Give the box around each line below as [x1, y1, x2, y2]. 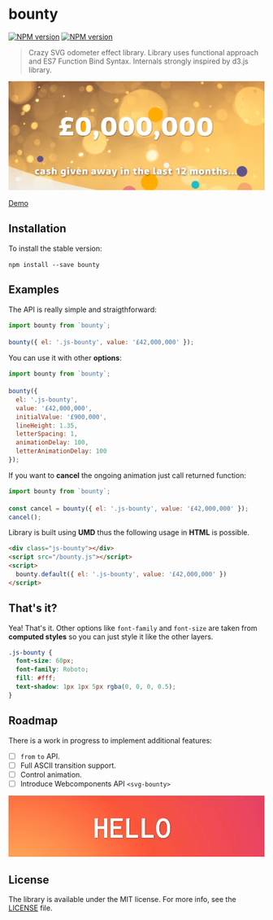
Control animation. [19, 769, 83, 779]
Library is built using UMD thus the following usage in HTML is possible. [8, 528, 250, 537]
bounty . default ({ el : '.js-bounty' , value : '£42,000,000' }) [15, 571, 227, 579]
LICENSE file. [8, 903, 53, 913]
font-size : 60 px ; [15, 657, 75, 665]
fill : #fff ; [15, 674, 57, 682]
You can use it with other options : [8, 353, 122, 363]
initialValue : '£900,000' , [15, 413, 107, 421]
